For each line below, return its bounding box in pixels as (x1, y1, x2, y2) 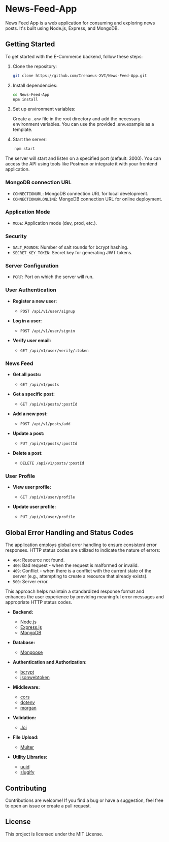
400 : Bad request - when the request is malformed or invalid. (12, 562, 139, 568)
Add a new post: (12, 411, 48, 417)
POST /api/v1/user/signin (20, 328, 75, 333)
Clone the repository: (12, 63, 57, 69)
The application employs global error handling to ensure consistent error (5, 542, 157, 548)
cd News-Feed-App (12, 92, 50, 97)
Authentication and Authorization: (12, 659, 87, 665)
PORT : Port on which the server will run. (12, 274, 94, 280)
